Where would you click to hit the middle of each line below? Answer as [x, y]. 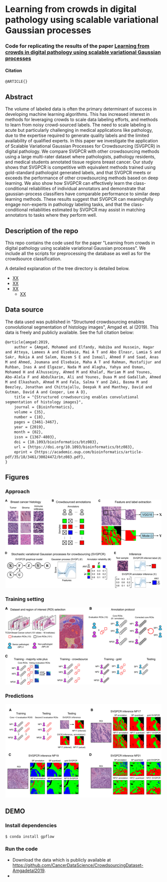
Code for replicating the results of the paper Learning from [77, 46]
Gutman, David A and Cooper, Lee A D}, [46, 392]
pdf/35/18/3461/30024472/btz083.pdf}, [45, 457]
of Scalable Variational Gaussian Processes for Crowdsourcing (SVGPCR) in [83, 146]
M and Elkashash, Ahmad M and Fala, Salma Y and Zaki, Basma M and [77, 382]
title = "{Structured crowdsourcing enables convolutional [77, 397]
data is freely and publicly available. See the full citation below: [70, 332]
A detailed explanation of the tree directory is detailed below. [68, 268]
